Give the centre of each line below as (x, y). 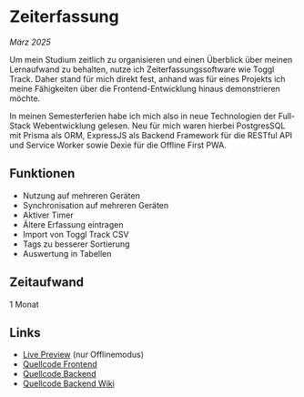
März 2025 (30, 42)
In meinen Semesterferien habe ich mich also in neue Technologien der (143, 116)
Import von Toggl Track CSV (76, 234)
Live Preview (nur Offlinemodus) (83, 355)
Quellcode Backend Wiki (69, 383)
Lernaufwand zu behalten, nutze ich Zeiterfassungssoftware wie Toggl (142, 69)
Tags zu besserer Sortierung (76, 244)
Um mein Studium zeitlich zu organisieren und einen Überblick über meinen (151, 59)
